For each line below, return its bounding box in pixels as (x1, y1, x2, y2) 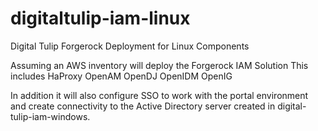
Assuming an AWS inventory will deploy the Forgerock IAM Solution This (10, 59, 309, 71)
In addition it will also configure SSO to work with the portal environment (10, 89, 309, 101)
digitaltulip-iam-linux (10, 7, 191, 30)
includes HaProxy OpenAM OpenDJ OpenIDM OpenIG (10, 70, 233, 82)
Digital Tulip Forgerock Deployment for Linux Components (10, 40, 250, 52)
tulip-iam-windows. (10, 110, 91, 122)
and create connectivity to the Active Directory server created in (10, 100, 276, 112)
